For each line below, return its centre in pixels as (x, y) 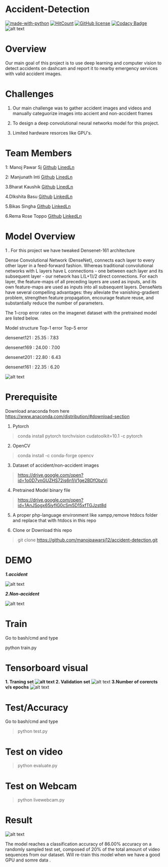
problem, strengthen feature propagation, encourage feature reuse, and (79, 297)
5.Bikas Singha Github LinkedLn (38, 206)
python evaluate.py (37, 766)
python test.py (32, 731)
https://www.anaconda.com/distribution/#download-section (67, 416)
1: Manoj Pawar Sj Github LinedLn (40, 167)
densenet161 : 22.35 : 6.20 (32, 367)
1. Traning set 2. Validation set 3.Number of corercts (81, 682)
